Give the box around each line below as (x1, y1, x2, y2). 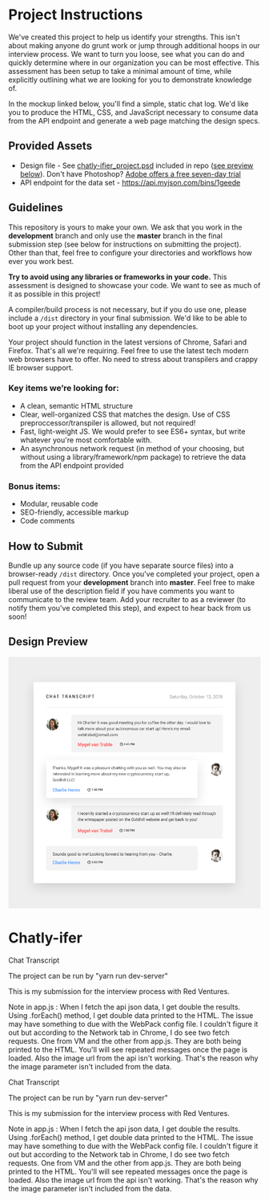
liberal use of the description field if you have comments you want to (8, 586, 235, 596)
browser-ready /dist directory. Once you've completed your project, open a (8, 568, 260, 579)
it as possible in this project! (8, 289, 101, 299)
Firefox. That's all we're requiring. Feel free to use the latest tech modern (8, 345, 249, 355)
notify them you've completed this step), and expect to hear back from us (8, 603, 251, 613)
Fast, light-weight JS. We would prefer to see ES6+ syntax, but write (19, 426, 246, 436)
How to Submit (8, 539, 84, 553)
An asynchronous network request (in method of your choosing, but (19, 443, 245, 453)
